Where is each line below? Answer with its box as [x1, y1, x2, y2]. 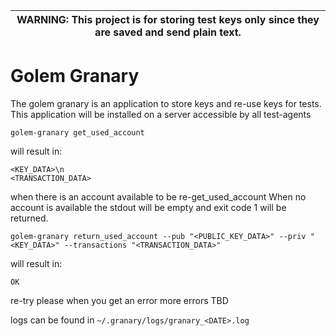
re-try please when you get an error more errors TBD [10, 294, 229, 306]
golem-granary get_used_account [10, 127, 145, 138]
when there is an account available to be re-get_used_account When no [10, 190, 307, 203]
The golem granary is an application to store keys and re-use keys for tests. [10, 97, 322, 109]
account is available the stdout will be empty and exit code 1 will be [10, 201, 287, 213]
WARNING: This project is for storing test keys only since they [16, 13, 320, 26]
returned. [10, 212, 49, 224]
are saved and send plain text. [94, 25, 242, 39]
